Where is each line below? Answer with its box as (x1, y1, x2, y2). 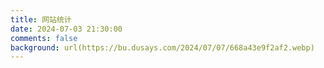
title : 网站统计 (10, 14, 72, 25)
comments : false (10, 33, 78, 43)
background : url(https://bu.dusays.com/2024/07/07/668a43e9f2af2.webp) (10, 42, 315, 53)
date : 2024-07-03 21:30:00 (10, 24, 123, 34)
